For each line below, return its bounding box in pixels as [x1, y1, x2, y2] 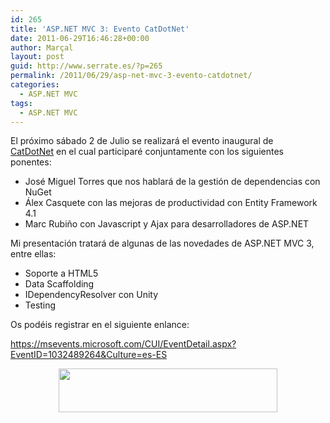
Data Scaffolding [24, 278, 95, 290]
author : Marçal [10, 42, 74, 53]
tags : [10, 98, 33, 108]
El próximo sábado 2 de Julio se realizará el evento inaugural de [10, 135, 274, 147]
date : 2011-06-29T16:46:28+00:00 [10, 33, 150, 43]
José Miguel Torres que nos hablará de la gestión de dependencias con [24, 176, 321, 188]
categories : [10, 80, 60, 90]
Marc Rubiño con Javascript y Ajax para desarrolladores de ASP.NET [24, 218, 310, 230]
